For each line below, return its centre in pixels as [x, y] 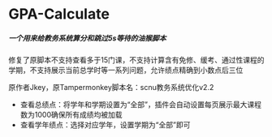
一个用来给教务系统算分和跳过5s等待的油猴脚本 [87, 38]
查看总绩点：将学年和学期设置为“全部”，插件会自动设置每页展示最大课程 [141, 105]
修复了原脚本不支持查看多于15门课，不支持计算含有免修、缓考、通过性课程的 [136, 60]
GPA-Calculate [59, 14]
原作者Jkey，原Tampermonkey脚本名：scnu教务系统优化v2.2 [111, 88]
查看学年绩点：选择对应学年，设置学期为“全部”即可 [105, 125]
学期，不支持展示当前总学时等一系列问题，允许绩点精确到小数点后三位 [126, 71]
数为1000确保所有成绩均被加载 [71, 115]
